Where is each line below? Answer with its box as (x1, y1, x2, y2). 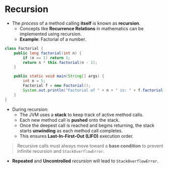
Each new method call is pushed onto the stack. (19, 117, 120, 123)
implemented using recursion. (19, 31, 82, 37)
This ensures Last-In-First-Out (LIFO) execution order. (19, 133, 134, 139)
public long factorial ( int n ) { (14, 50, 82, 56)
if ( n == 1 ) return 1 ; (23, 55, 71, 60)
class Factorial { (5, 46, 43, 51)
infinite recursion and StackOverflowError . (17, 148, 104, 154)
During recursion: (12, 106, 48, 112)
